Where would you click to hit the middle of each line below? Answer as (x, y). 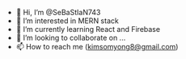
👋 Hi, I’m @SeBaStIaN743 (58, 12)
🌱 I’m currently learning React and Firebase (88, 29)
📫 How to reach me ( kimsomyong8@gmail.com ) (97, 47)
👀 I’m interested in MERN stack (67, 21)
